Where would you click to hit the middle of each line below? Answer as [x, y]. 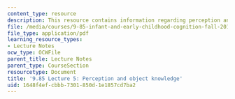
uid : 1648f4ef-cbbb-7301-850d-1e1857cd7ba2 [72, 85]
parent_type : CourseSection [48, 66]
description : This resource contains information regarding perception [114, 20]
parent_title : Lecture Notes [50, 59]
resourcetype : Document [42, 72]
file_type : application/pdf [48, 33]
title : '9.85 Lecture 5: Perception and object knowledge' [95, 78]
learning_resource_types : [45, 40]
